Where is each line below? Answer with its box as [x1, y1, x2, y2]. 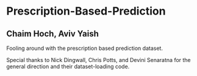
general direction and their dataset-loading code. [6, 63, 130, 70]
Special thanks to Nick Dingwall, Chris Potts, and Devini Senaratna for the [6, 57, 191, 63]
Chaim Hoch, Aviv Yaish [6, 29, 99, 39]
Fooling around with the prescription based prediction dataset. [6, 44, 163, 52]
